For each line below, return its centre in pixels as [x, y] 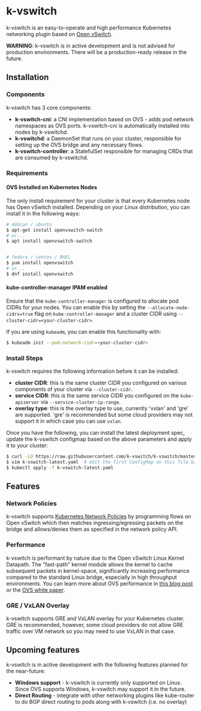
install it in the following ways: [43, 213]
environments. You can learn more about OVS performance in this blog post [100, 583]
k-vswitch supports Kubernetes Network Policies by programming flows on [99, 516]
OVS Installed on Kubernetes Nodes [52, 187]
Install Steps [25, 358]
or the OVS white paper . [36, 590]
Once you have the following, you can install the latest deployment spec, [96, 433]
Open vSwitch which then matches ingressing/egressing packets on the [95, 523]
